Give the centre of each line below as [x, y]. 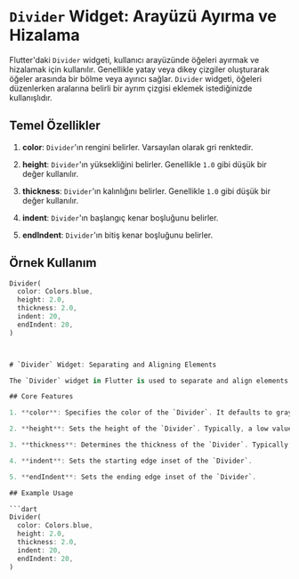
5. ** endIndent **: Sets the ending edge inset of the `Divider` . [133, 477]
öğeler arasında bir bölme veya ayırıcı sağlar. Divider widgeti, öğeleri [136, 78]
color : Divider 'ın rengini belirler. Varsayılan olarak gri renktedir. [137, 147]
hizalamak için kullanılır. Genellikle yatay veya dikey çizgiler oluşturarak [139, 69]
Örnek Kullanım [53, 263]
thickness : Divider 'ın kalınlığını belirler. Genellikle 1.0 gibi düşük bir [146, 191]
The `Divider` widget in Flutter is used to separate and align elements [149, 381]
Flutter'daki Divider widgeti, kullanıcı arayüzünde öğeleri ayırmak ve [134, 60]
